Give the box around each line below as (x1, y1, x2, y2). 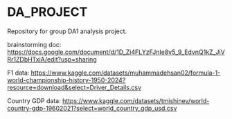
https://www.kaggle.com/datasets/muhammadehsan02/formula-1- (30, 68, 221, 77)
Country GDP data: (7, 96, 61, 104)
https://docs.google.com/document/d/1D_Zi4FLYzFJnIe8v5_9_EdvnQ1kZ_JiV (7, 48, 225, 56)
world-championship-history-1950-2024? (7, 75, 126, 84)
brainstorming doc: (7, 40, 62, 48)
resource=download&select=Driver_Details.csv (7, 83, 142, 91)
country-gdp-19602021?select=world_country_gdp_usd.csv (7, 104, 177, 112)
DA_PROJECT (7, 4, 88, 20)
